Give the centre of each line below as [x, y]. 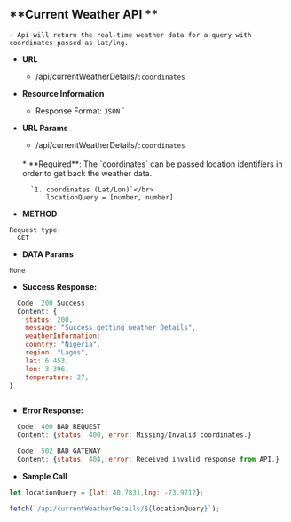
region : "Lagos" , [57, 353]
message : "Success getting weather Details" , [111, 328]
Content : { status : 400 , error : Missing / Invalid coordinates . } [134, 435]
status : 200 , [49, 319]
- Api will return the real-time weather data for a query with [130, 35]
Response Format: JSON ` [80, 111]
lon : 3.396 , [47, 369]
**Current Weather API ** [84, 15]
